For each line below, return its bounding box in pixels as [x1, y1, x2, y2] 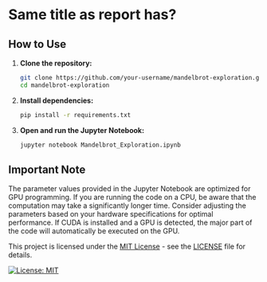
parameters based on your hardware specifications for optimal [8, 210, 214, 219]
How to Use [8, 37, 67, 51]
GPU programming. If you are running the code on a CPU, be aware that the [8, 193, 257, 202]
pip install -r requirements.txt [19, 111, 132, 119]
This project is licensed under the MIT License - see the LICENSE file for [8, 241, 245, 252]
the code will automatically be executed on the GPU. [8, 226, 180, 236]
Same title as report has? [8, 6, 177, 24]
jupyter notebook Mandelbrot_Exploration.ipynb [19, 141, 181, 149]
